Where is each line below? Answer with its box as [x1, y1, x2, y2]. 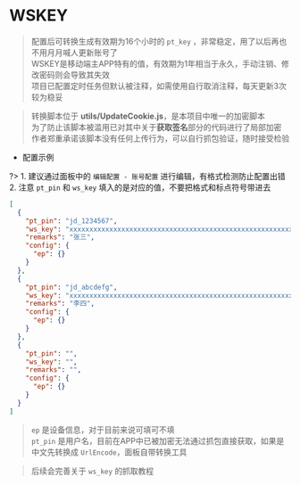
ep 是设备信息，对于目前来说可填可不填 [30, 424, 176, 435]
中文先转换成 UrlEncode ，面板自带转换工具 [30, 447, 187, 457]
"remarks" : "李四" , [25, 300, 96, 308]
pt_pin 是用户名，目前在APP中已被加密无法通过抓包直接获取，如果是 [30, 435, 285, 446]
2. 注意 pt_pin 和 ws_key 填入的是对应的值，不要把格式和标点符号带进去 [9, 182, 271, 193]
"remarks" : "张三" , [25, 233, 96, 242]
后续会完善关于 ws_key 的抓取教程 [30, 465, 154, 476]
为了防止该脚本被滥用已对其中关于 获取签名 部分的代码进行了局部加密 [30, 121, 282, 132]
